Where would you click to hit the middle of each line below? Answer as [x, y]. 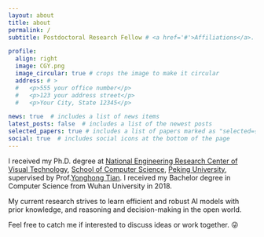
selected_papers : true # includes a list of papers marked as [112, 131]
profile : [22, 52]
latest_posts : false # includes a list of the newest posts [110, 124]
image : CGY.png [40, 66]
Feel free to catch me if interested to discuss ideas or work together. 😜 [123, 224]
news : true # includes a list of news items [84, 117]
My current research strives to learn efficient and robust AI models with [124, 201]
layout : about [31, 15]
